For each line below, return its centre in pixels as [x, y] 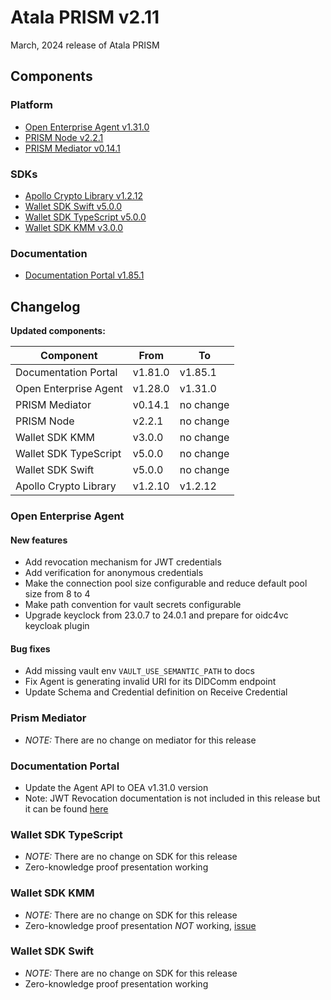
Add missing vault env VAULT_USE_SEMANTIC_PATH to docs [139, 671]
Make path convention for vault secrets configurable [133, 605]
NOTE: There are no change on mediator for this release [140, 740]
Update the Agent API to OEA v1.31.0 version [116, 787]
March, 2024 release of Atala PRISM [85, 45]
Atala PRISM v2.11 [85, 17]
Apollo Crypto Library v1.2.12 [83, 195]
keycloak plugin [57, 626]
